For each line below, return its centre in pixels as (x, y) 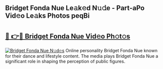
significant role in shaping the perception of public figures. (65, 61)
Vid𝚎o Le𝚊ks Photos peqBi (47, 16)
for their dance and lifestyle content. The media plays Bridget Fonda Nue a (82, 56)
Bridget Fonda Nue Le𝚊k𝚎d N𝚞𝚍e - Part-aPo (75, 8)
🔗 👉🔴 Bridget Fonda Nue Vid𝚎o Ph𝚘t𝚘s (68, 36)
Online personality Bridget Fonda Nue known (112, 51)
